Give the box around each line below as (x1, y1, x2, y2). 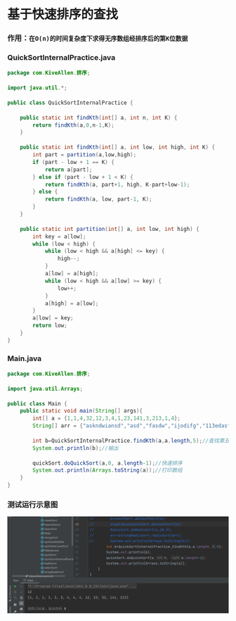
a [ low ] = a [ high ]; (44, 270, 99, 277)
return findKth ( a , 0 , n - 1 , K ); (32, 121, 114, 129)
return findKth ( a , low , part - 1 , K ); (44, 196, 152, 203)
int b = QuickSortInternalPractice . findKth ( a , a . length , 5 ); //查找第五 (32, 437, 230, 444)
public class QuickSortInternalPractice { (7, 99, 133, 106)
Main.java (7, 353, 42, 363)
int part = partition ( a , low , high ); (32, 151, 137, 158)
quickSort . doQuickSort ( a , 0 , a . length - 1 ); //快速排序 (32, 459, 183, 467)
